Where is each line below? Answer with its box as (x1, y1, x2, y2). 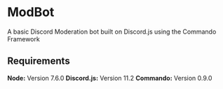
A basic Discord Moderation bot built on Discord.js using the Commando (7, 27, 217, 36)
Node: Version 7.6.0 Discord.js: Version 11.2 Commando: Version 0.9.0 (7, 74, 212, 82)
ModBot (7, 4, 55, 20)
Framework (7, 34, 40, 43)
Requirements (7, 55, 70, 67)
